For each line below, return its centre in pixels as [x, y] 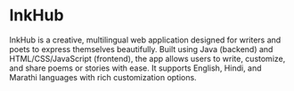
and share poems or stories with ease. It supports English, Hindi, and [135, 68]
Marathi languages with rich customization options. [103, 77]
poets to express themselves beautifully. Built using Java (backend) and [141, 49]
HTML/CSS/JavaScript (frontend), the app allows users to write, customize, [147, 58]
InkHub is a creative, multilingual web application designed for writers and [145, 40]
